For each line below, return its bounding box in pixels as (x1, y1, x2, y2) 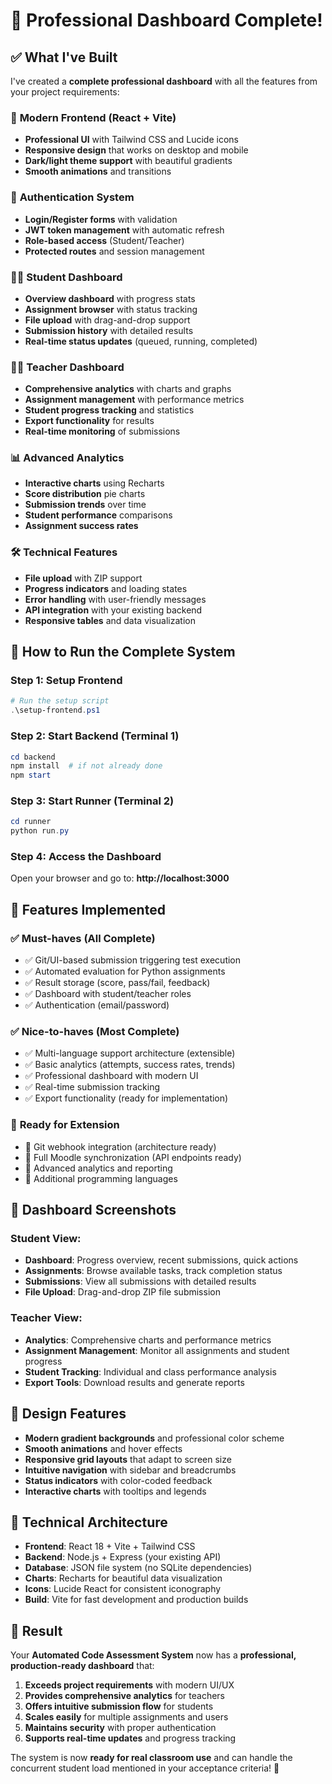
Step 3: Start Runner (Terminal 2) (10, 794, 175, 808)
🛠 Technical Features (10, 545, 118, 559)
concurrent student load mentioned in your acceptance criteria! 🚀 (10, 1762, 280, 1774)
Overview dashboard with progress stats (24, 292, 196, 304)
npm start (10, 770, 52, 781)
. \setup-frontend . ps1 (10, 705, 101, 716)
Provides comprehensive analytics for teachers (24, 1690, 225, 1702)
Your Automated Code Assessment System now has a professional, (10, 1649, 297, 1661)
